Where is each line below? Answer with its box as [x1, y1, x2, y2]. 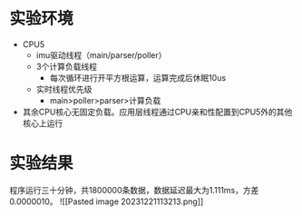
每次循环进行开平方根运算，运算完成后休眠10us [49, 72, 227, 83]
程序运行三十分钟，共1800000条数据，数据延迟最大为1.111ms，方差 [9, 184, 259, 195]
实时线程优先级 [35, 83, 93, 94]
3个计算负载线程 [35, 61, 98, 72]
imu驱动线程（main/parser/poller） [35, 49, 167, 60]
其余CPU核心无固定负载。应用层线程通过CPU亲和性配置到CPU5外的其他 [22, 106, 293, 117]
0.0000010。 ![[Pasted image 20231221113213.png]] [9, 196, 204, 207]
